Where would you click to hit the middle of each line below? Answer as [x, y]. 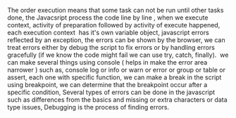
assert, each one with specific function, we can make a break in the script [114, 77]
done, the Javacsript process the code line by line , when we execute [108, 18]
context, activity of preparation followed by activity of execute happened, [114, 25]
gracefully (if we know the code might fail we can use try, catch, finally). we [118, 55]
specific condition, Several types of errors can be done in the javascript [111, 92]
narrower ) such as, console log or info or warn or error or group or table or [116, 70]
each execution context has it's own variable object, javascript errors [108, 32]
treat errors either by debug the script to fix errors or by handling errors [111, 47]
